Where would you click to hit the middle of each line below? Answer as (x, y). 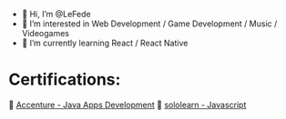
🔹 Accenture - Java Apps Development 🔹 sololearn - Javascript (128, 104)
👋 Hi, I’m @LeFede (56, 14)
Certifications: (65, 79)
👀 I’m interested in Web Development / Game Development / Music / (149, 24)
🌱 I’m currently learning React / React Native (105, 43)
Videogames (46, 33)
